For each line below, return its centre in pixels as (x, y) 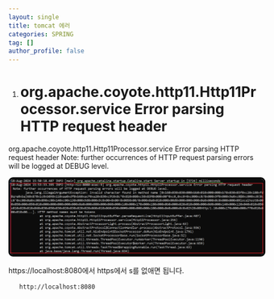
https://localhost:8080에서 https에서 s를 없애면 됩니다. (96, 271)
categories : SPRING (41, 34)
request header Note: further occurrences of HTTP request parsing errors (131, 158)
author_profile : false (46, 51)
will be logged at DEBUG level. (59, 166)
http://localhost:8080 (57, 287)
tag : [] (21, 43)
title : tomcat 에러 (39, 25)
